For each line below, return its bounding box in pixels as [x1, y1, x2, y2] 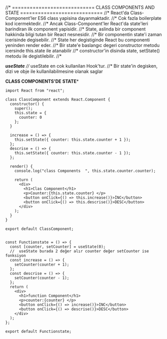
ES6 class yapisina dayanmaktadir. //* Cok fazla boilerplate [38, 15, 162, 21]
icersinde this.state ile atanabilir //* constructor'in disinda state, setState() [5, 48, 160, 54]
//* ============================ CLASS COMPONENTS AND [5, 5, 155, 10]
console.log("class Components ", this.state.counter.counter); [14, 168, 156, 173]
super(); [14, 106, 33, 111]
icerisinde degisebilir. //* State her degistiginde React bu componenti [5, 37, 150, 43]
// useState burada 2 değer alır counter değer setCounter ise [10, 249, 149, 254]
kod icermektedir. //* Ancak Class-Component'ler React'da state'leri [5, 20, 149, 27]
